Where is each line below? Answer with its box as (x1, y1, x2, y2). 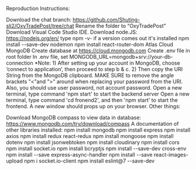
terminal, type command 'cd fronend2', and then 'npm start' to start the (6, 97, 178, 104)
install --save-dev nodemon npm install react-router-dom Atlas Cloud (6, 41, 174, 48)
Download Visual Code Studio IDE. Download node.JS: (6, 29, 137, 36)
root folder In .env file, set (6, 54, 68, 60)
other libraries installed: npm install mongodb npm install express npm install (6, 126, 191, 133)
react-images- (153, 151, 188, 158)
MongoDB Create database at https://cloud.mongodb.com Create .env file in (6, 47, 190, 54)
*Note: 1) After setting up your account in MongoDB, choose (34, 59, 180, 66)
